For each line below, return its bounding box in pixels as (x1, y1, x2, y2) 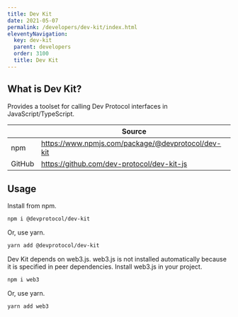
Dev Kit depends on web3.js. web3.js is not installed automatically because (7, 255, 227, 264)
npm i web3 (7, 276, 40, 284)
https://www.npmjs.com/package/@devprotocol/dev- (41, 138, 222, 148)
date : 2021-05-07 (7, 17, 59, 24)
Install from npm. (7, 202, 57, 210)
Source (121, 126, 147, 136)
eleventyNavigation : (7, 30, 69, 38)
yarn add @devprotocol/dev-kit (7, 242, 100, 249)
